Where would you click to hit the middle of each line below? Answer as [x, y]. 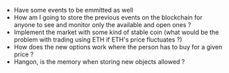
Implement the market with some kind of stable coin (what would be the [116, 32]
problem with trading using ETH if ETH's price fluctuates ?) [98, 40]
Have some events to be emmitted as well [73, 10]
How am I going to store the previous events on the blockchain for [108, 17]
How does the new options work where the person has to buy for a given [118, 47]
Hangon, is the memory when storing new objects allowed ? [99, 62]
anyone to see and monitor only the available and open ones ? [102, 25]
